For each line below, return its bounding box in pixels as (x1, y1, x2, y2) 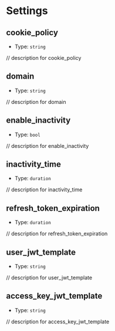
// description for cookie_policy (6, 55, 82, 61)
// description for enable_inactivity (6, 142, 89, 149)
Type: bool (14, 131, 41, 138)
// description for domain (6, 98, 66, 105)
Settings (6, 4, 48, 18)
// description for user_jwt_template (6, 274, 93, 281)
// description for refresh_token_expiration (6, 230, 108, 237)
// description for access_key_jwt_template (6, 318, 110, 325)
